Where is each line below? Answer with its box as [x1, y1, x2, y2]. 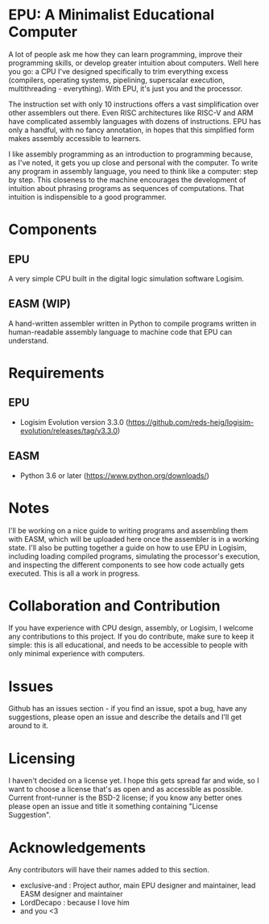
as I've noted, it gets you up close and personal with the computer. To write [8, 157, 259, 167]
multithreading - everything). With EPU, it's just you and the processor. [8, 83, 243, 94]
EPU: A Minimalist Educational [8, 6, 215, 24]
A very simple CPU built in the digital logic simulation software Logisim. [8, 273, 244, 283]
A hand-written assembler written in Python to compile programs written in [8, 318, 257, 328]
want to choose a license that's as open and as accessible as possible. [8, 785, 243, 794]
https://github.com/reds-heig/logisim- [128, 417, 255, 427]
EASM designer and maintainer [19, 889, 123, 899]
